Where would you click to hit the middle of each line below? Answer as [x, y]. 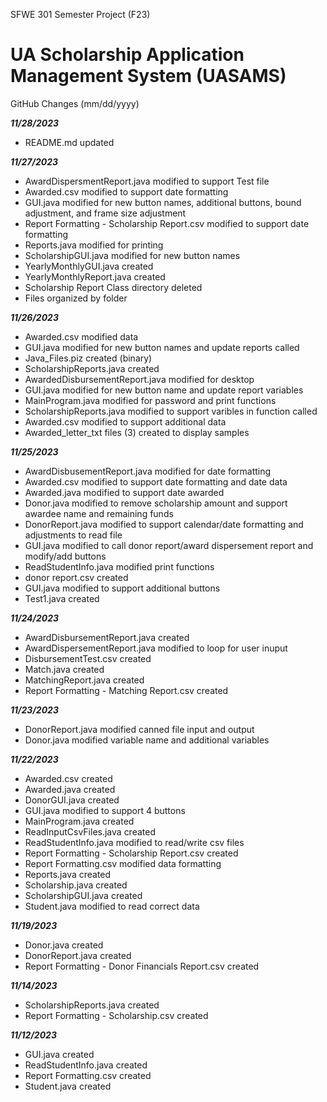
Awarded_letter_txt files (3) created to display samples [137, 432]
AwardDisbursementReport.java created [107, 637]
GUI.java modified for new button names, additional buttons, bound [163, 202]
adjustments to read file [73, 535]
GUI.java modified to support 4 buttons [105, 810]
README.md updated [69, 142]
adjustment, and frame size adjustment [105, 213]
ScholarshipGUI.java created [83, 895]
